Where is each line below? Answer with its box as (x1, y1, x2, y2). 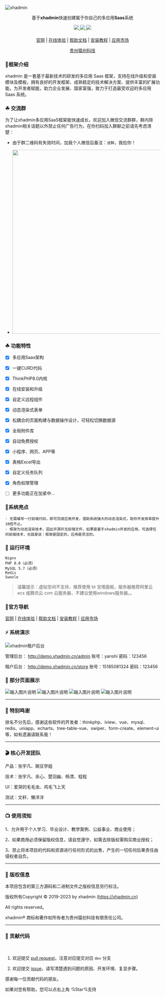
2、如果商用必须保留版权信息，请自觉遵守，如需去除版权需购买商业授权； (5, 836, 154, 842)
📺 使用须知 (5, 812, 32, 819)
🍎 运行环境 (5, 544, 30, 551)
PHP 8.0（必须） (5, 561, 35, 566)
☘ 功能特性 (5, 343, 31, 350)
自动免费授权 (12, 438, 38, 444)
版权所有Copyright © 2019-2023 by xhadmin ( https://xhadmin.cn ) (5, 894, 138, 900)
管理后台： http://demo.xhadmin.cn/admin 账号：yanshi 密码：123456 (5, 653, 147, 659)
